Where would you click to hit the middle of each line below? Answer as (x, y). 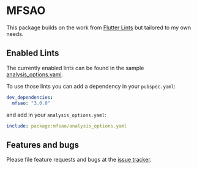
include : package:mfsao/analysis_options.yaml (67, 126)
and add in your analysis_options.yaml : (57, 115)
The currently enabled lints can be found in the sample (75, 68)
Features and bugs (43, 145)
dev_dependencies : (30, 97)
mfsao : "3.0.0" (31, 103)
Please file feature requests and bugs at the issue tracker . (79, 160)
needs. (15, 34)
